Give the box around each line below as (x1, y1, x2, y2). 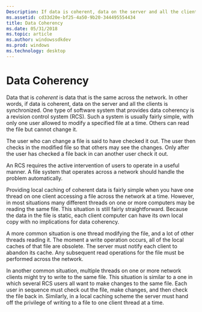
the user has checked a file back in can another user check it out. (6, 150, 168, 157)
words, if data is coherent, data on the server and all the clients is (6, 100, 168, 107)
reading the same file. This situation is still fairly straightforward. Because (6, 205, 188, 212)
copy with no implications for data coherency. (6, 218, 120, 225)
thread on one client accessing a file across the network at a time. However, (6, 192, 194, 200)
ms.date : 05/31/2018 (6, 25, 58, 32)
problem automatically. (6, 174, 63, 182)
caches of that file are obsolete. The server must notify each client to (6, 242, 177, 249)
